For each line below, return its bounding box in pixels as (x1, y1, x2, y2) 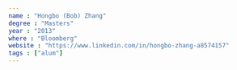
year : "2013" (8, 27, 57, 35)
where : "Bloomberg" (8, 34, 78, 43)
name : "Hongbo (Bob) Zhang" (8, 11, 107, 20)
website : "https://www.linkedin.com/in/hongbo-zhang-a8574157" (8, 42, 230, 50)
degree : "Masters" (8, 19, 74, 27)
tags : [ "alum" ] (8, 49, 63, 57)
